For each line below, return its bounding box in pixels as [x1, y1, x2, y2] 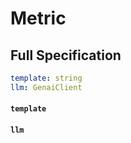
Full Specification [10, 47, 122, 64]
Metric [10, 7, 67, 30]
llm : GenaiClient [10, 82, 83, 92]
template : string [10, 73, 83, 83]
